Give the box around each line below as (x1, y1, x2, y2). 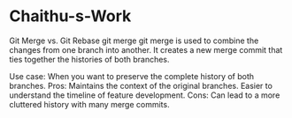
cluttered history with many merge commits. (9, 99, 170, 109)
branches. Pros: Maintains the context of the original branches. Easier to (9, 80, 273, 91)
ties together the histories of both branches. (9, 54, 170, 64)
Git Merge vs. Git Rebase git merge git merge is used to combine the (9, 35, 259, 46)
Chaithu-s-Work (9, 6, 132, 26)
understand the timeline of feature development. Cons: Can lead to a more (9, 90, 280, 100)
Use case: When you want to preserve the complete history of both (9, 70, 255, 81)
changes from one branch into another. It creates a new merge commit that (9, 44, 283, 55)
